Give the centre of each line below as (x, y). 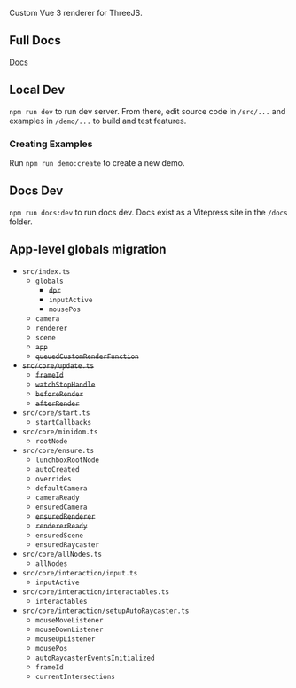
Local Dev (37, 90)
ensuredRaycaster (67, 544)
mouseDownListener (69, 629)
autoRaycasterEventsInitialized (95, 658)
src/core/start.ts (56, 413)
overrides (54, 479)
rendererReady (61, 526)
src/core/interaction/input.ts (80, 573)
